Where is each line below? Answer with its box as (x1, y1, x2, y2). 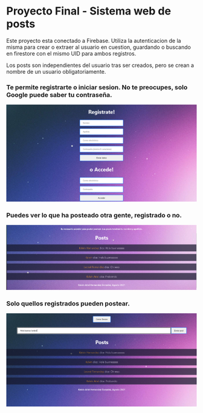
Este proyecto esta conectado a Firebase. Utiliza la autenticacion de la (6, 37, 181, 44)
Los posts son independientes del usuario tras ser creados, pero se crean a (6, 62, 195, 69)
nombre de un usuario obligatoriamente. (6, 68, 106, 75)
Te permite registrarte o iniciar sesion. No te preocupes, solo (6, 83, 188, 91)
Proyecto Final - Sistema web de (6, 4, 171, 18)
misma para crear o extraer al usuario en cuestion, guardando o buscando (6, 43, 192, 51)
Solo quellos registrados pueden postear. (6, 299, 130, 307)
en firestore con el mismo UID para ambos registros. (6, 50, 137, 57)
